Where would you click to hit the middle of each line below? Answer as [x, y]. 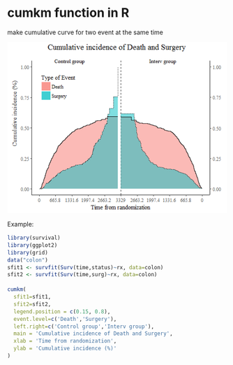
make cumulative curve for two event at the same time [85, 32]
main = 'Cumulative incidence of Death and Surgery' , [93, 334]
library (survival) [34, 238]
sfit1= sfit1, [32, 297]
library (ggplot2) [32, 245]
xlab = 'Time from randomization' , [65, 341]
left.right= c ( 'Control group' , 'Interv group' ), [84, 327]
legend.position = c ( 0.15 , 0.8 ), [62, 312]
